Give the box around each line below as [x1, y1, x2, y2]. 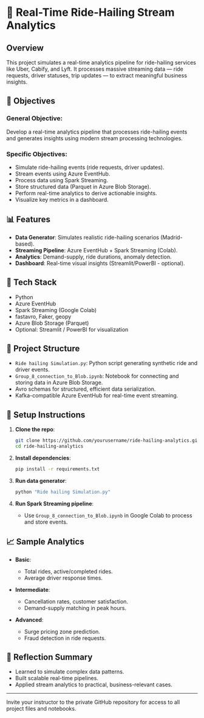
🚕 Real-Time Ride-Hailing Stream [6, 5, 175, 20]
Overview [6, 43, 44, 53]
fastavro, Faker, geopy [15, 313, 72, 320]
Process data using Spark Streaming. [15, 176, 108, 183]
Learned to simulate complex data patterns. [15, 668, 124, 675]
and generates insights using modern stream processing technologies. [6, 134, 183, 142]
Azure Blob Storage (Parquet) [15, 319, 89, 327]
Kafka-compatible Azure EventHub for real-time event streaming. [15, 392, 178, 399]
